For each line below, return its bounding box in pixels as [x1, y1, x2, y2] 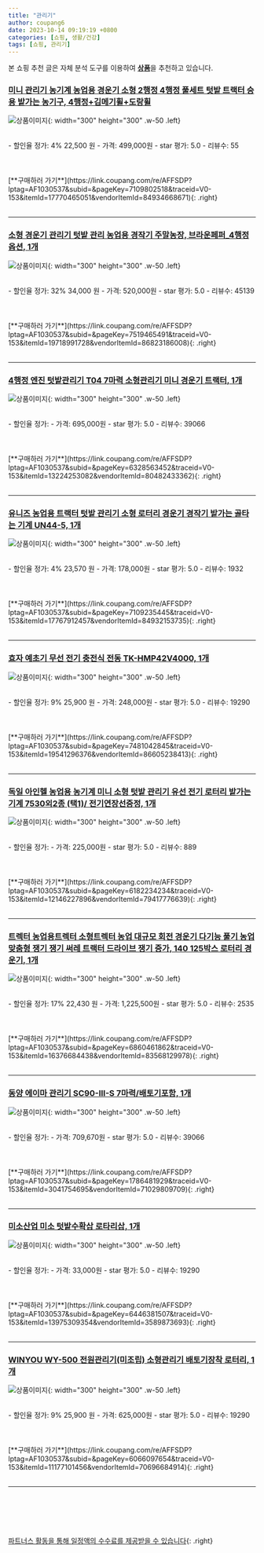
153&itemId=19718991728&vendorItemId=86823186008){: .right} [8, 338, 217, 347]
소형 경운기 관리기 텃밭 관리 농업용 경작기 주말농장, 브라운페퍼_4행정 [8, 229, 250, 240]
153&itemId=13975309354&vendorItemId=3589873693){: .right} [8, 1317, 216, 1327]
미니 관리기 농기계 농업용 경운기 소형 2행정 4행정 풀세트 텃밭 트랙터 [8, 85, 245, 96]
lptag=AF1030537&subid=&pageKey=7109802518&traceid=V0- [8, 185, 212, 194]
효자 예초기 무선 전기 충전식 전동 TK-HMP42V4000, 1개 [8, 653, 210, 664]
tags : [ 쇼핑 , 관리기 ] [8, 41, 71, 49]
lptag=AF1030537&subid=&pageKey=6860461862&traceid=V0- [8, 1042, 214, 1053]
